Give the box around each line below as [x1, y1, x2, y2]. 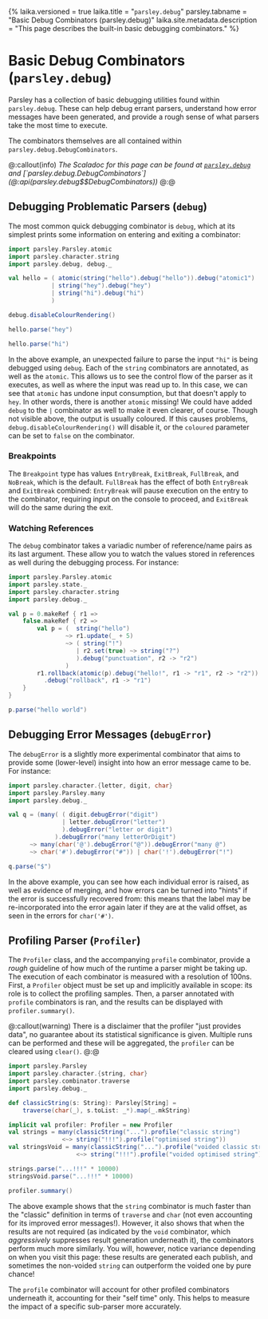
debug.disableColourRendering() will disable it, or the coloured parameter [8, 422, 250, 432]
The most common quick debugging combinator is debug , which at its [8, 221, 235, 231]
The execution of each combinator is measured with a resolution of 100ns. [8, 972, 253, 981]
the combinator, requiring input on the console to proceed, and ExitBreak [8, 494, 249, 504]
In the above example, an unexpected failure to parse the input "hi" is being [8, 355, 258, 364]
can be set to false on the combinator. [8, 430, 136, 440]
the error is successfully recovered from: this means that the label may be [8, 893, 251, 903]
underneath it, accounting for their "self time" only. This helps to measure [8, 1293, 250, 1302]
